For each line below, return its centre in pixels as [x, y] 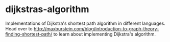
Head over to [19, 28]
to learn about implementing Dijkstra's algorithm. [105, 34]
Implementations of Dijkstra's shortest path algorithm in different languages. [86, 23]
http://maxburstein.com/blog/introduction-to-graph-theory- [96, 28]
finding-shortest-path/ [29, 34]
